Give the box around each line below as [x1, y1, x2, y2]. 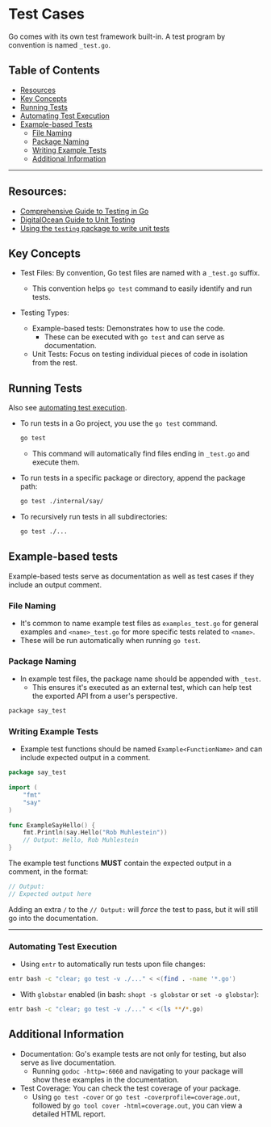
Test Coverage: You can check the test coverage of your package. [19, 1083, 241, 1093]
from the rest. [31, 358, 78, 368]
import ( [8, 784, 38, 792]
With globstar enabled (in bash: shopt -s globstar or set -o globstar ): [19, 989, 260, 999]
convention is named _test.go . [8, 40, 111, 49]
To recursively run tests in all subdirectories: [19, 511, 168, 521]
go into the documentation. [8, 913, 98, 923]
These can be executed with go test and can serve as [44, 332, 225, 342]
